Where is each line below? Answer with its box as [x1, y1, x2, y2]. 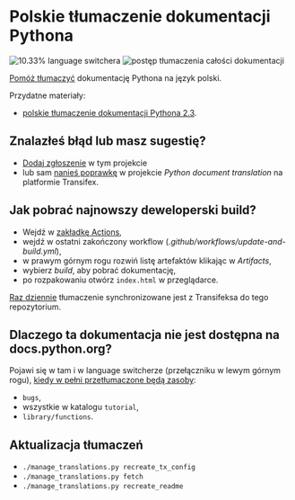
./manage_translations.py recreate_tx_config [22, 463, 195, 472]
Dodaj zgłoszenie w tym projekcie [22, 157, 148, 168]
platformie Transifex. [22, 176, 99, 187]
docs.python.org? [9, 341, 112, 356]
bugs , [22, 392, 42, 403]
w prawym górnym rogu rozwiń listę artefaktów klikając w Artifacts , [22, 254, 272, 266]
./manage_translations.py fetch [22, 472, 143, 482]
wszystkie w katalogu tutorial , [22, 402, 139, 413]
